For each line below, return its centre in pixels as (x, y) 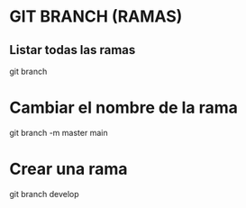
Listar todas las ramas (73, 50)
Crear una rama (68, 169)
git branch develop (44, 194)
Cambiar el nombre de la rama (124, 108)
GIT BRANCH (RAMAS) (96, 17)
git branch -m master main (59, 132)
